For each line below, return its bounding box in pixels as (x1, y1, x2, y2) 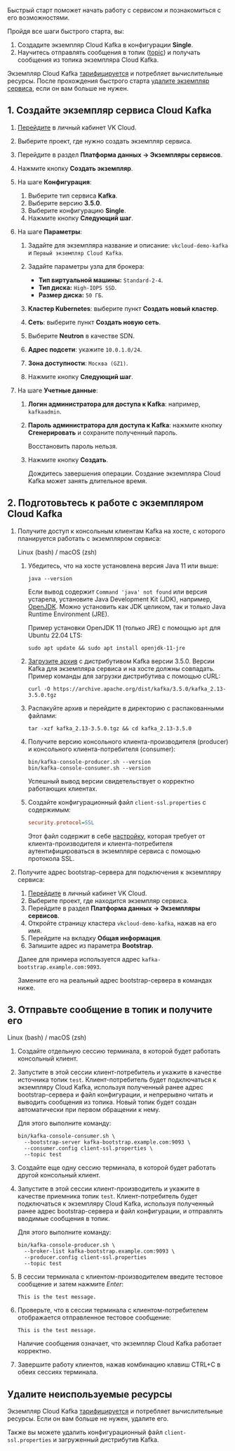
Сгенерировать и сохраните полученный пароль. (27, 428, 177, 437)
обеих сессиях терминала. (17, 1368, 98, 1376)
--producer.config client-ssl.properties (24, 1254, 147, 1261)
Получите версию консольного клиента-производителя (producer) (27, 737, 229, 746)
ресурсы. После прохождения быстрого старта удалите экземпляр (7, 77, 210, 85)
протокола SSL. (27, 854, 75, 862)
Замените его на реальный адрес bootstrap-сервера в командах (17, 976, 213, 984)
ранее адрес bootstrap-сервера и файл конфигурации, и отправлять (17, 1207, 223, 1215)
